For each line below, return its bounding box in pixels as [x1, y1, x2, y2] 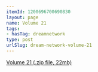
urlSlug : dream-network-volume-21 [6, 43, 93, 49]
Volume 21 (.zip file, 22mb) [6, 58, 72, 66]
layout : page [6, 14, 39, 20]
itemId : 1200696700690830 [6, 8, 71, 15]
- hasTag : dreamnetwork [6, 31, 66, 37]
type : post [6, 37, 33, 43]
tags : [6, 25, 20, 32]
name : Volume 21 [6, 20, 47, 26]
